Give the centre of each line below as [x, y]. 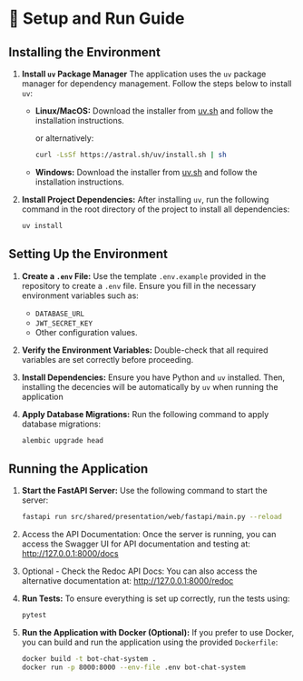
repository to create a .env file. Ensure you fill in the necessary [139, 285]
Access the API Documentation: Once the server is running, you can [149, 535]
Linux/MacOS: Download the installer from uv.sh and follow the [154, 111]
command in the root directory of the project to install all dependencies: [156, 209]
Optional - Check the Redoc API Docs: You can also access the [139, 571]
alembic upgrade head [62, 440]
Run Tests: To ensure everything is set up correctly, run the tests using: [156, 598]
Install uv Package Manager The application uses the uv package [144, 74]
